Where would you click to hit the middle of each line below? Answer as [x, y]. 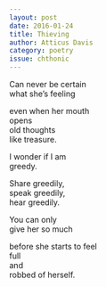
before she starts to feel [53, 246]
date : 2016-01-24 [41, 26]
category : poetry [41, 51]
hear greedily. [35, 202]
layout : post [33, 17]
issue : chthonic [39, 59]
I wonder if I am [38, 156]
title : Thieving [39, 34]
